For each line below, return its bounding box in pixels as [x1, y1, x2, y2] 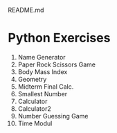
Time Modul [17, 119, 53, 127]
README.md [8, 6, 44, 14]
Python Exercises [8, 30, 111, 46]
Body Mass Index [17, 67, 68, 76]
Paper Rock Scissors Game [17, 60, 96, 69]
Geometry [17, 75, 47, 83]
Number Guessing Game [17, 112, 89, 120]
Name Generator [17, 53, 66, 61]
